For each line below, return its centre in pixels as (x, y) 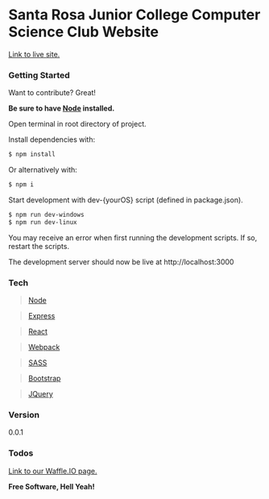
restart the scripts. (39, 246)
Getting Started (39, 75)
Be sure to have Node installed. (62, 108)
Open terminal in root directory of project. (77, 124)
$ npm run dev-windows (46, 214)
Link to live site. (34, 54)
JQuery (41, 394)
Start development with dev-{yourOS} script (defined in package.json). (126, 200)
